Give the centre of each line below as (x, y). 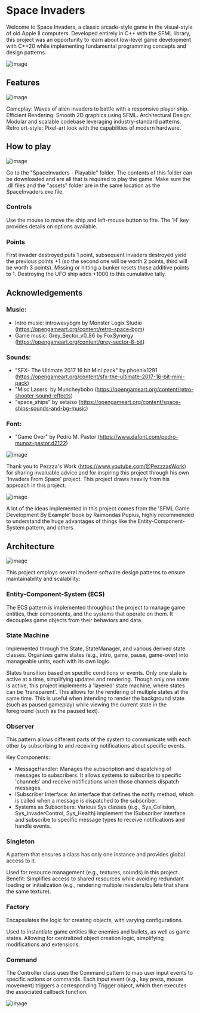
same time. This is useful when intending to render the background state (96, 698)
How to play (29, 147)
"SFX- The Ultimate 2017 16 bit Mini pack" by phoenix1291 (86, 371)
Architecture (30, 547)
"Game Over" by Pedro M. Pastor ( (57, 437)
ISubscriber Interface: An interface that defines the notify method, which (104, 794)
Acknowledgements (44, 293)
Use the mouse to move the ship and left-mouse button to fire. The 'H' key (98, 220)
